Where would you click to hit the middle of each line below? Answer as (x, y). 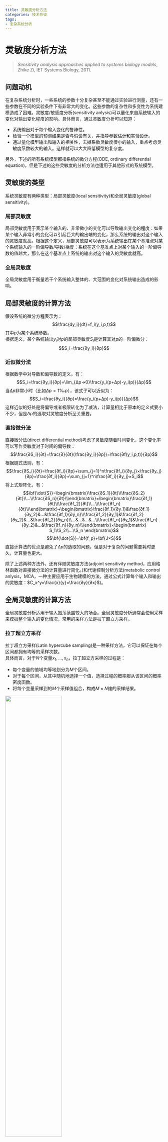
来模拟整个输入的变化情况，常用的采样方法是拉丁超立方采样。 (69, 619)
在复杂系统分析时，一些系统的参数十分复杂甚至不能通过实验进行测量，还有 (82, 100)
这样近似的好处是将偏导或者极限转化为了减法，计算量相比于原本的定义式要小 (84, 407)
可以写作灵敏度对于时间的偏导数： (40, 446)
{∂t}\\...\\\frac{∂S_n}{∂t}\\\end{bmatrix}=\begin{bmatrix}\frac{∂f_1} (84, 498)
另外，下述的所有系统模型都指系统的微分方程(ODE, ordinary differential (78, 159)
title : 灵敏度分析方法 (26, 10)
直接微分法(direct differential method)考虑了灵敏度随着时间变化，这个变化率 (83, 440)
